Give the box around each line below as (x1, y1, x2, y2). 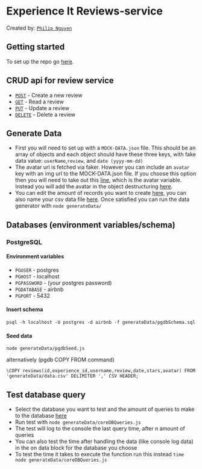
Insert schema (6, 306, 43, 313)
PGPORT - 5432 (14, 292, 50, 299)
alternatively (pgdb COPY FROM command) (6, 356, 115, 364)
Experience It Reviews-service (6, 4, 163, 18)
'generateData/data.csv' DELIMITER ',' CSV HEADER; (6, 373, 139, 379)
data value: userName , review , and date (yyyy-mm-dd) (14, 157, 144, 165)
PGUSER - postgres (14, 266, 59, 274)
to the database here (14, 412, 68, 419)
